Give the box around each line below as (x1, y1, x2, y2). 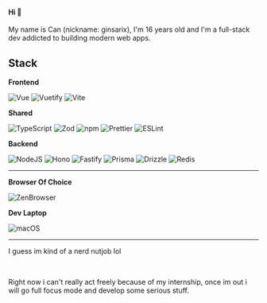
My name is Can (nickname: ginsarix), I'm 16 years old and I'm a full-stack (8, 25, 250, 34)
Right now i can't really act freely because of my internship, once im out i (8, 278, 248, 287)
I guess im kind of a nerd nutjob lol (8, 247, 122, 256)
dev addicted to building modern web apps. (8, 33, 151, 43)
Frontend (8, 77, 40, 87)
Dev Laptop (8, 208, 48, 218)
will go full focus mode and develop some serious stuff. (8, 286, 189, 295)
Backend (8, 139, 38, 149)
